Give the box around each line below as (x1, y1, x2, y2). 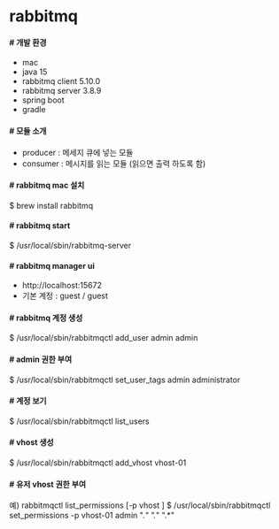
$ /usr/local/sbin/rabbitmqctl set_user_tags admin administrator (9, 374, 241, 385)
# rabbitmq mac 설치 (9, 180, 85, 191)
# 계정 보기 (9, 395, 47, 406)
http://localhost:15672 (21, 280, 102, 291)
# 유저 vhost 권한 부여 (9, 479, 87, 489)
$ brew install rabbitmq (9, 200, 94, 211)
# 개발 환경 (9, 37, 47, 48)
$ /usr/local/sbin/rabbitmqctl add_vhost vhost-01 (9, 457, 187, 468)
